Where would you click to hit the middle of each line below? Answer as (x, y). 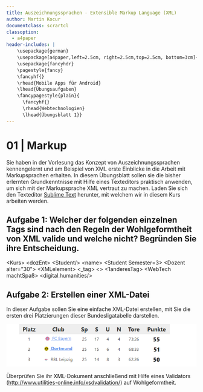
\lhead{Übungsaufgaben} (47, 90)
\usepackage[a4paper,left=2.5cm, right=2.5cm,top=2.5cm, (90, 57)
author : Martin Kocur (34, 19)
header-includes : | (31, 45)
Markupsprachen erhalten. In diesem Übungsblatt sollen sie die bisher (94, 175)
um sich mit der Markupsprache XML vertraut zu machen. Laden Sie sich (97, 188)
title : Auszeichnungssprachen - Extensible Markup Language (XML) (92, 13)
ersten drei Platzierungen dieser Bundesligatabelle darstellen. (83, 316)
